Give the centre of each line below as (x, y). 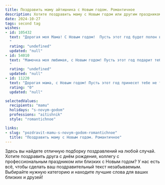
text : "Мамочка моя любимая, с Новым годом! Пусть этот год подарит (81, 60)
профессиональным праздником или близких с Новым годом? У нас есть (82, 162)
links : (12, 128)
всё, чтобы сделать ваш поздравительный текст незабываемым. (73, 167)
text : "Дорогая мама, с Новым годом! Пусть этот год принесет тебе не (83, 83)
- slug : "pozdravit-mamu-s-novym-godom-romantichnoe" (61, 133)
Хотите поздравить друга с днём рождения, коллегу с (62, 156)
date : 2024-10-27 (23, 19)
